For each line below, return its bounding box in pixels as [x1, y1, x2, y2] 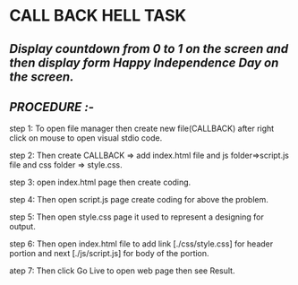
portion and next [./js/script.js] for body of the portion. [9, 248, 209, 259]
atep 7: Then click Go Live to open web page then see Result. [9, 265, 235, 276]
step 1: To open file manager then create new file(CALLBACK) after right [9, 123, 275, 134]
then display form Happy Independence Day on [9, 55, 279, 70]
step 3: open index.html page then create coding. [9, 177, 192, 188]
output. [9, 221, 36, 232]
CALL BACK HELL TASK [9, 5, 187, 26]
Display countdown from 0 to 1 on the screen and [9, 41, 289, 56]
